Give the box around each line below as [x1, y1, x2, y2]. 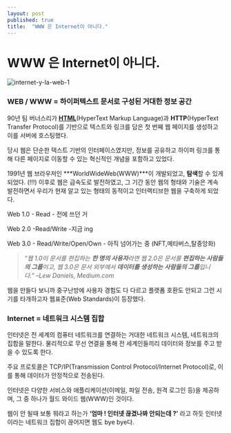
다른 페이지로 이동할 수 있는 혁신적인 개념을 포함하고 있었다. [14, 154, 174, 163]
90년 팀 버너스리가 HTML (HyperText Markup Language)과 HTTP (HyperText [7, 113, 219, 122]
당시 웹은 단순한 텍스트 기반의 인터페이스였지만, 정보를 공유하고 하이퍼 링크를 [7, 146, 214, 154]
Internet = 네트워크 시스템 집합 [7, 313, 105, 323]
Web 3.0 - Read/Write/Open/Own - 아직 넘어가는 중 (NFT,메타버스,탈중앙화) [7, 239, 216, 248]
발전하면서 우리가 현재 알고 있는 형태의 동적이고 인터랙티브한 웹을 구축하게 [7, 186, 206, 194]
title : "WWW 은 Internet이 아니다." [7, 23, 108, 30]
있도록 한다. [21, 347, 54, 356]
